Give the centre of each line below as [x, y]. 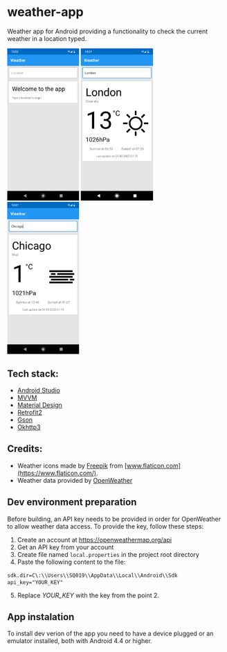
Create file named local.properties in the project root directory [108, 554]
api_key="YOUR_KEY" [35, 582]
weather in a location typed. [47, 38]
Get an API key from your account [65, 547]
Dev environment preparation [72, 503]
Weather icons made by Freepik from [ [72, 465]
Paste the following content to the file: [71, 562]
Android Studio [38, 391]
